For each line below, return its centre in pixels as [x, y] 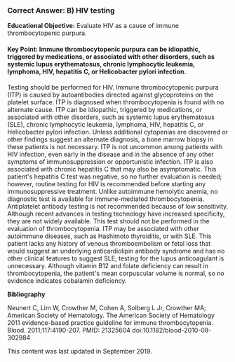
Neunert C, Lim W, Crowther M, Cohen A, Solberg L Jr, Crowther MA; [107, 307]
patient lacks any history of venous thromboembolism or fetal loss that [109, 243]
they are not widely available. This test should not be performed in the [108, 221]
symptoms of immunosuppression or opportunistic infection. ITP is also [110, 161]
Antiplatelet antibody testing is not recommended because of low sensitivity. [118, 206]
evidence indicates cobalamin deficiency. [67, 280]
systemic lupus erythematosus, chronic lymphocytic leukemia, [101, 64]
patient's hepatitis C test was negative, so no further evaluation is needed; [115, 176]
